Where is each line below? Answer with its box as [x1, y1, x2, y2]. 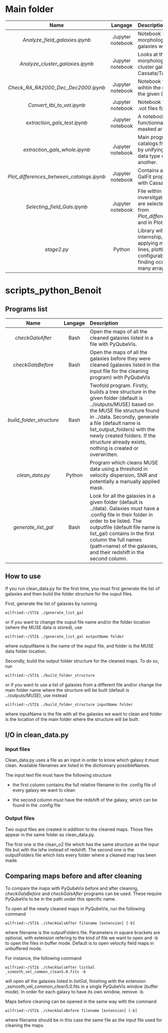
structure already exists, [89, 438, 146, 445]
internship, [137, 233, 163, 240]
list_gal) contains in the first [89, 530, 154, 537]
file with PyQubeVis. [89, 340, 137, 347]
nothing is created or [89, 445, 139, 452]
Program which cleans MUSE [89, 459, 158, 466]
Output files [5, 815, 35, 822]
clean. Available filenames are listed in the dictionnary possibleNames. [5, 763, 150, 769]
